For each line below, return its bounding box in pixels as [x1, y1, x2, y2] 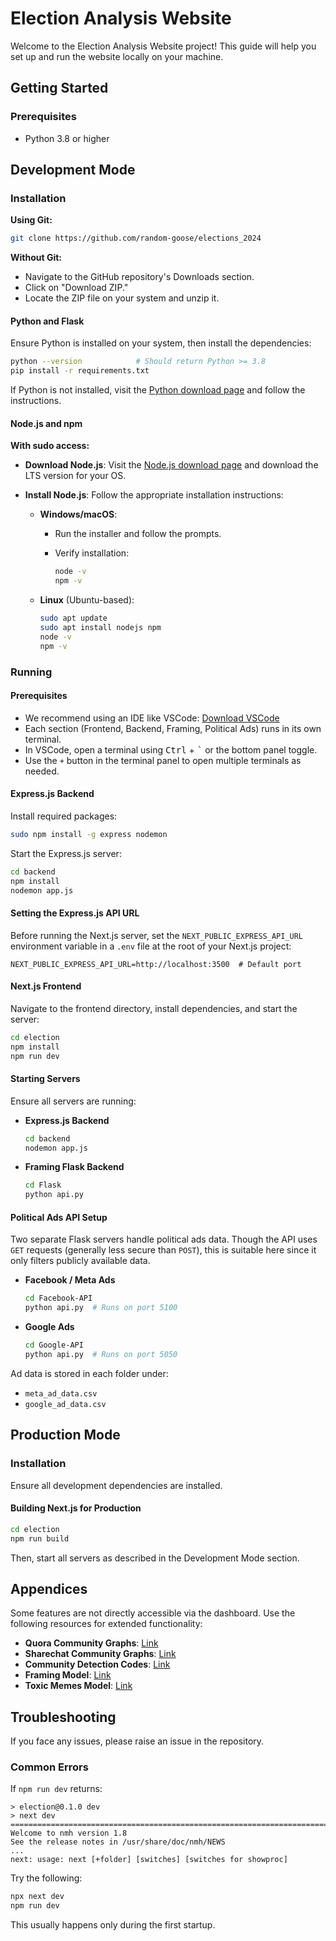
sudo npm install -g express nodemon [10, 829, 168, 839]
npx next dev [10, 1892, 65, 1902]
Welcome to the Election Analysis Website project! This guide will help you [10, 40, 317, 52]
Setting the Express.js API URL [10, 907, 140, 919]
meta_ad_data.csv [24, 1388, 98, 1399]
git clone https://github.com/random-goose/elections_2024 [10, 233, 262, 244]
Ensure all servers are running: [10, 1095, 137, 1107]
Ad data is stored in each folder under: [10, 1367, 169, 1379]
